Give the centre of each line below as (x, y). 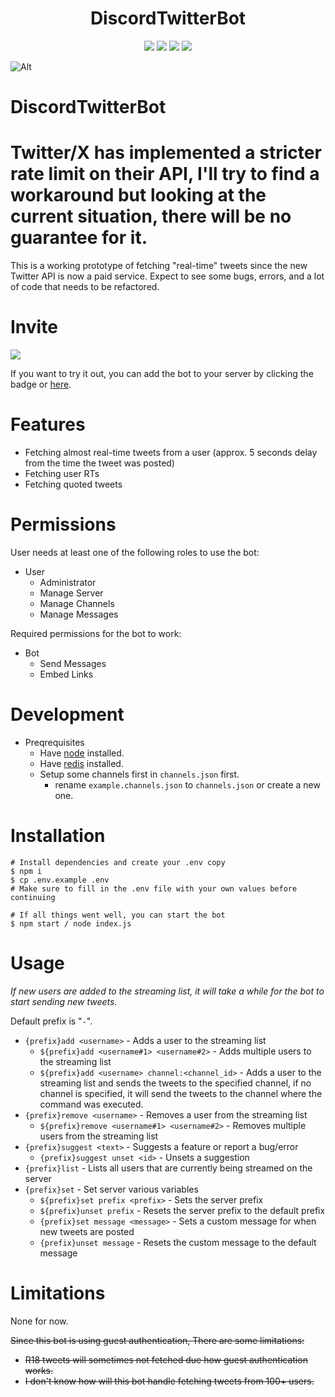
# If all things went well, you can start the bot (118, 915)
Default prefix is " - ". (51, 1021)
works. (38, 1370)
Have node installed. (82, 753)
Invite (34, 327)
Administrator (68, 582)
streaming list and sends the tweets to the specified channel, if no (175, 1083)
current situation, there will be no (151, 216)
